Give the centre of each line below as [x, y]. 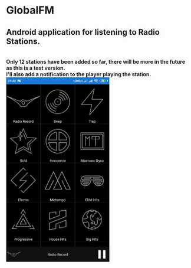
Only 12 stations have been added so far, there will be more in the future [96, 62]
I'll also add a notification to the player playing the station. [79, 74]
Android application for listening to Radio [83, 32]
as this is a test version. [36, 68]
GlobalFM [30, 10]
